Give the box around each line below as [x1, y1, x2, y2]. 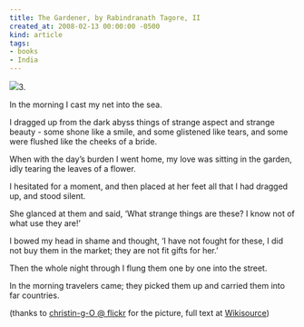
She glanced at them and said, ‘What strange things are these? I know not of [9, 208, 295, 219]
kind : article [9, 30, 64, 39]
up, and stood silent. [9, 191, 86, 201]
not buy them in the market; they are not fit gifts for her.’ [9, 245, 219, 255]
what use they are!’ [9, 218, 82, 228]
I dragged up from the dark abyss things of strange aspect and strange [9, 117, 275, 127]
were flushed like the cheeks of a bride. [9, 136, 157, 146]
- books [9, 47, 39, 56]
